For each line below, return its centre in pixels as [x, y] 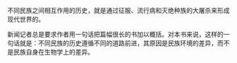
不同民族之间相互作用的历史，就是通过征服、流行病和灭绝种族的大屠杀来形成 [119, 10]
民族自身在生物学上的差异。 [53, 52]
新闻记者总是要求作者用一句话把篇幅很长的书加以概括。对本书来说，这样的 [115, 34]
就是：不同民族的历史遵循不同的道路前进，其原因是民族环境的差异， [118, 43]
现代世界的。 [26, 19]
